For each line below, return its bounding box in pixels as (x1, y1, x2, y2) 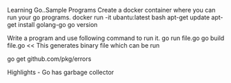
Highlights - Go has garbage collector (7, 68, 114, 76)
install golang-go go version (18, 21, 98, 28)
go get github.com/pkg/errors (7, 55, 92, 63)
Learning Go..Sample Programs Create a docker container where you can (7, 6, 216, 14)
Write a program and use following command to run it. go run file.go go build (7, 34, 225, 42)
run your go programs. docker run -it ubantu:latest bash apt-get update (7, 13, 210, 21)
